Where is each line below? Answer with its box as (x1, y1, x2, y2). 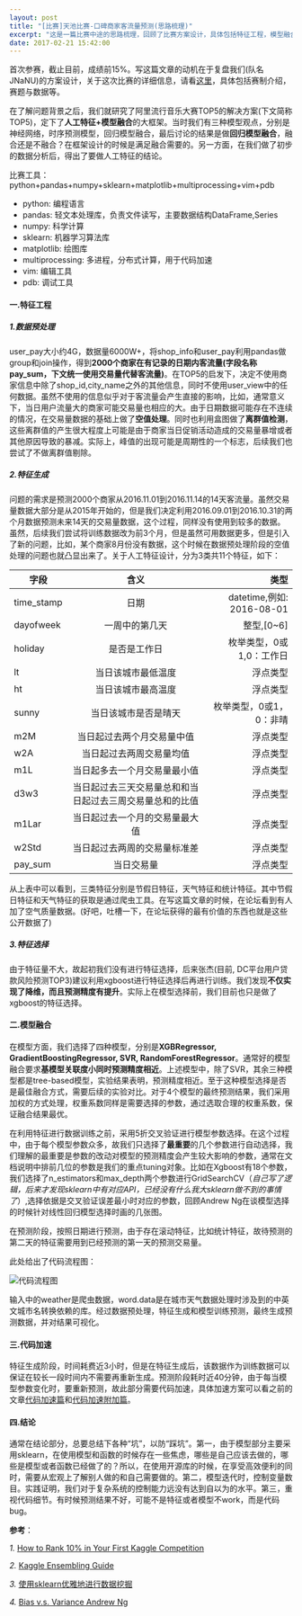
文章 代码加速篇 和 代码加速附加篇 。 (9, 1395, 136, 1406)
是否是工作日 (108, 642, 164, 655)
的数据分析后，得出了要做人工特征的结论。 (9, 150, 167, 162)
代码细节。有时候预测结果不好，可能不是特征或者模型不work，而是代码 (16, 1495, 280, 1505)
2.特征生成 (9, 469, 49, 480)
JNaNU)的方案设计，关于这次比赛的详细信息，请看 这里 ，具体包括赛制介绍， (9, 76, 291, 86)
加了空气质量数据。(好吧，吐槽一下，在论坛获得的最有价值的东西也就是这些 (9, 906, 289, 916)
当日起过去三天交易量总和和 (72, 781, 191, 793)
